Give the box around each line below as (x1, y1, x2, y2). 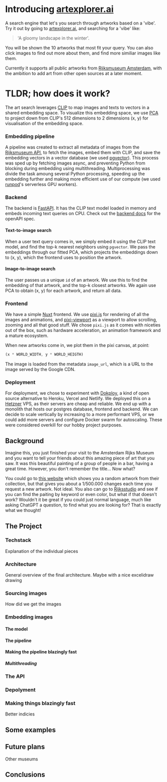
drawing (5, 577, 22, 583)
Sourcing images (5, 590, 47, 597)
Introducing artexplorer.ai (5, 3, 114, 15)
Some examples (5, 725, 56, 734)
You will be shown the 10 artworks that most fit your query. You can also (5, 44, 154, 50)
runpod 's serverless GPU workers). (5, 181, 78, 187)
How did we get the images (5, 601, 61, 607)
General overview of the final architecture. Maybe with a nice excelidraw (5, 572, 154, 578)
